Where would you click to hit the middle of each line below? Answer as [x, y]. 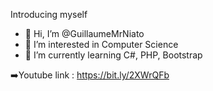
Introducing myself [49, 14]
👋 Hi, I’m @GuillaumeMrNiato [84, 33]
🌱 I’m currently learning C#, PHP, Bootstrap [113, 55]
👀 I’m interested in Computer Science [101, 44]
